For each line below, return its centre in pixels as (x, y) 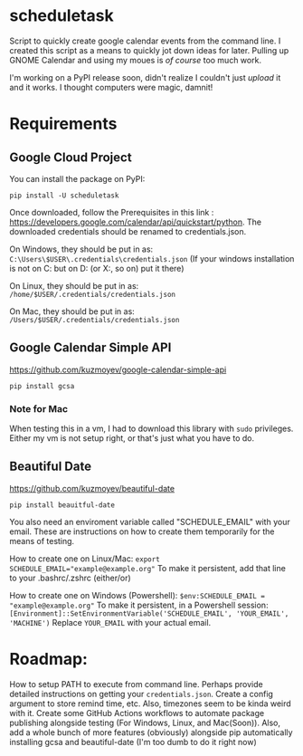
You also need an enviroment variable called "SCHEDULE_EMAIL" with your (150, 522)
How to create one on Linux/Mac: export (85, 559)
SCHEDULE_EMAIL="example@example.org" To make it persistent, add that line (148, 568)
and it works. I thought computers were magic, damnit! (111, 87)
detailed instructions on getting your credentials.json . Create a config (142, 694)
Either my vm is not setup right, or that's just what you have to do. (132, 438)
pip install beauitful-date (62, 505)
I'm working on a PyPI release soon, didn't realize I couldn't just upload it (145, 77)
